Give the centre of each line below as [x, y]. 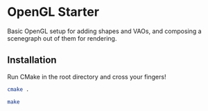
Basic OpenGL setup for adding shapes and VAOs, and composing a [105, 31]
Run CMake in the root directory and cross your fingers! [87, 77]
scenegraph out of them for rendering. [62, 38]
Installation [32, 60]
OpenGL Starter [53, 12]
